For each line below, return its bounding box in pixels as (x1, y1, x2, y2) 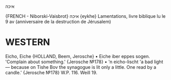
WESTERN (5, 37, 50, 48)
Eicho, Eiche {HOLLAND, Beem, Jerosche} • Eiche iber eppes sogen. (5, 53, 151, 59)
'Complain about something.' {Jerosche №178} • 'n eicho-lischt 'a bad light (5, 59, 163, 65)
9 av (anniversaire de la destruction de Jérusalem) (5, 19, 111, 24)
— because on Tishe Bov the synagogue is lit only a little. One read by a (5, 64, 157, 70)
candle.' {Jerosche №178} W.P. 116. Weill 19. (5, 69, 97, 75)
